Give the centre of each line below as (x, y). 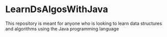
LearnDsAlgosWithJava (57, 9)
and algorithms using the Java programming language (62, 28)
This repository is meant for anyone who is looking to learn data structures (84, 23)
